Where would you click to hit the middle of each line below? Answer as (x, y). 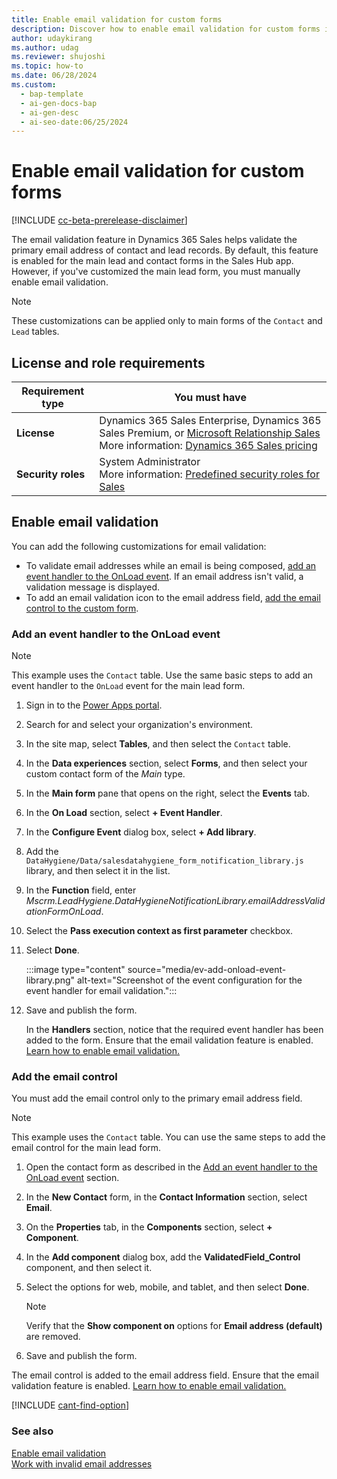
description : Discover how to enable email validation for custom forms (166, 29)
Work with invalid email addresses (82, 1463)
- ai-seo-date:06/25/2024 (74, 122)
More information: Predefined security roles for (209, 474)
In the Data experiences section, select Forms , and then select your (166, 763)
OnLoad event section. (72, 1178)
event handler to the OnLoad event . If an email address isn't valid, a (164, 576)
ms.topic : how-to (47, 66)
